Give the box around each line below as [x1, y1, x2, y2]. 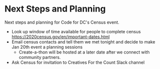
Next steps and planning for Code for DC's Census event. [4, 19, 119, 25]
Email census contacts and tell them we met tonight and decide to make [11, 39, 156, 44]
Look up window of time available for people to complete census [11, 28, 141, 34]
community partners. [18, 54, 61, 60]
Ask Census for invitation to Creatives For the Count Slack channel [11, 59, 145, 65]
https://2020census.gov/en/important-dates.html [11, 34, 110, 40]
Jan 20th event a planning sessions [11, 44, 83, 50]
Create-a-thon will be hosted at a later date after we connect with [18, 49, 150, 55]
